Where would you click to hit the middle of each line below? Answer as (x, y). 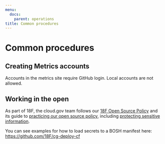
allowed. (14, 83)
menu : (11, 10)
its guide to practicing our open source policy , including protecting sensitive (82, 116)
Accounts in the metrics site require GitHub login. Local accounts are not (79, 78)
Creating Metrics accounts (47, 66)
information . (18, 121)
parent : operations (34, 19)
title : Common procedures (32, 24)
